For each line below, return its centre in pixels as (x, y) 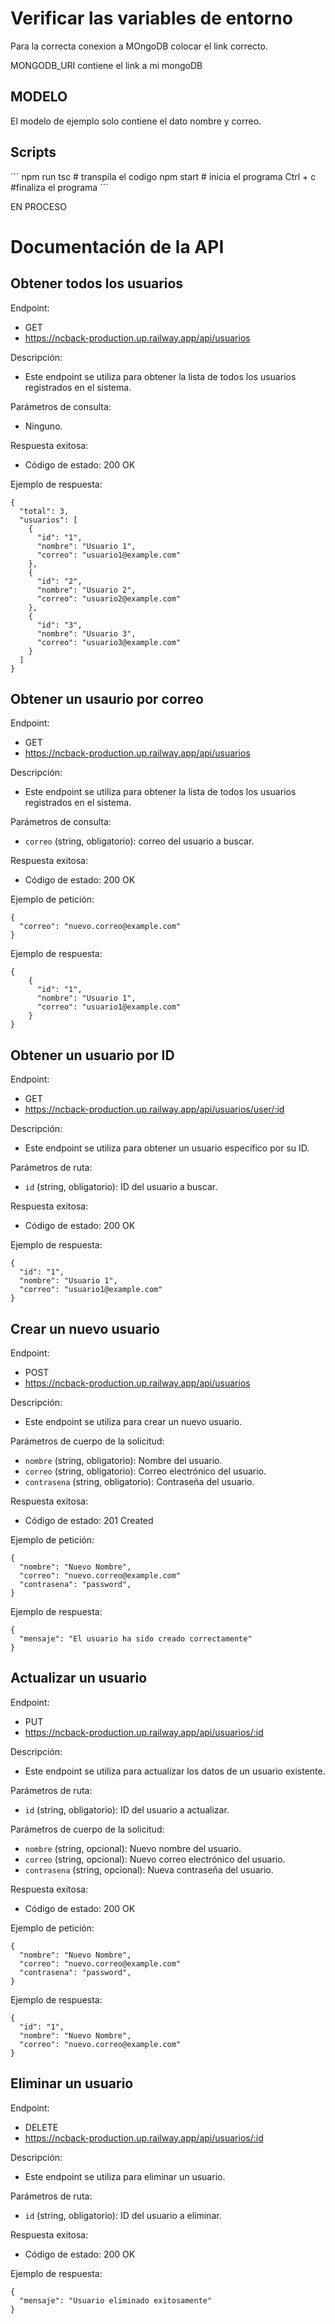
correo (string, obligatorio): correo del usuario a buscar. (139, 841)
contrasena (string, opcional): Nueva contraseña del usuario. (149, 1869)
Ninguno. (43, 426)
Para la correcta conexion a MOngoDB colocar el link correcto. (139, 46)
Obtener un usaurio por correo (107, 698)
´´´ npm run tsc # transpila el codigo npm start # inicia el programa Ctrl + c (163, 176)
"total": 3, (44, 511)
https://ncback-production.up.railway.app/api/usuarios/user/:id (154, 1109)
